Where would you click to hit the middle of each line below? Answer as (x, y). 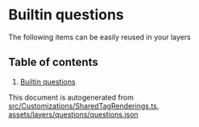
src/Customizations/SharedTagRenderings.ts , (84, 105)
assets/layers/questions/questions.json (73, 114)
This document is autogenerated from (71, 97)
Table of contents (53, 62)
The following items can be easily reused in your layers (99, 37)
